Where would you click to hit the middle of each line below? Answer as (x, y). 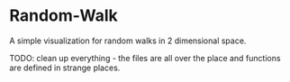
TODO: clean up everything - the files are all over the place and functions (145, 58)
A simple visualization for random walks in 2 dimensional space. (128, 41)
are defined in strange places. (65, 68)
